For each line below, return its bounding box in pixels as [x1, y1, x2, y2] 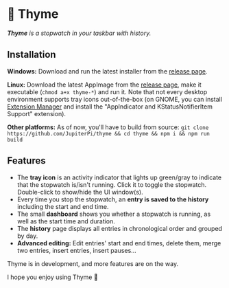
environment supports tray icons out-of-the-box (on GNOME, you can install [7, 95, 223, 103]
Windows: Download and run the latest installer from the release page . [7, 67, 208, 75]
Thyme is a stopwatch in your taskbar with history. [7, 29, 152, 37]
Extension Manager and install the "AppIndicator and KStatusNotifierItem [7, 102, 213, 111]
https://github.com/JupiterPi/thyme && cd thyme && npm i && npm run [7, 130, 210, 137]
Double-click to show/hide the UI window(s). [16, 188, 143, 196]
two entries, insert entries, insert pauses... [16, 246, 137, 254]
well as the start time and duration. [16, 217, 115, 225]
